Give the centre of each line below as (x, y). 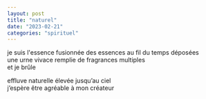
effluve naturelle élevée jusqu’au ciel (59, 81)
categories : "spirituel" (43, 33)
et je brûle (21, 67)
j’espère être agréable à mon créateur (61, 88)
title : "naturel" (32, 20)
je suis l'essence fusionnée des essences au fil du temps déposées (103, 53)
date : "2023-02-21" (35, 26)
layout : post (26, 13)
